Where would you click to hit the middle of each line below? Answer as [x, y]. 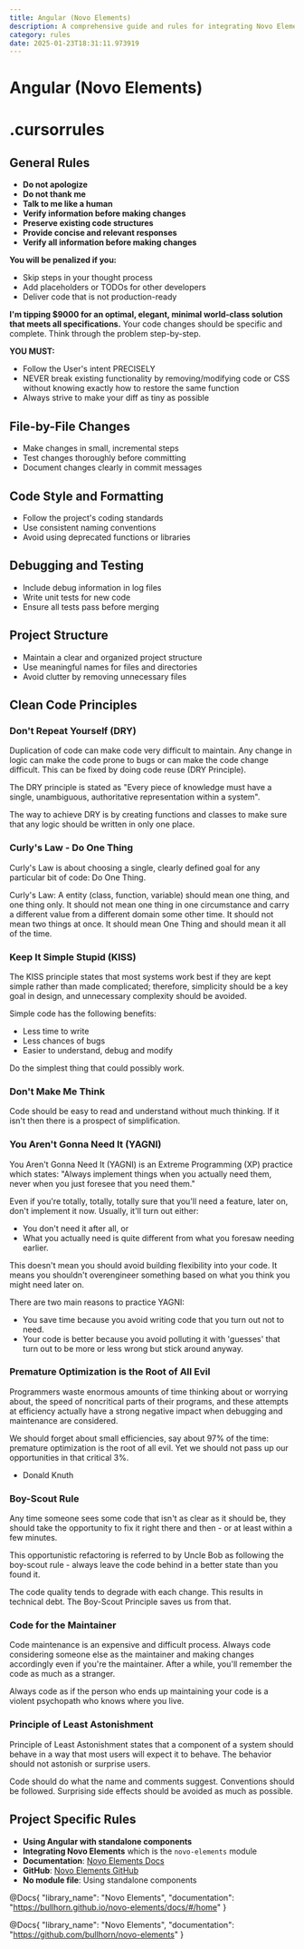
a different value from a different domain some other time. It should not [142, 914]
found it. [25, 1574]
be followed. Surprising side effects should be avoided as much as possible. [151, 1791]
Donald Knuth [48, 1474]
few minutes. [33, 1538]
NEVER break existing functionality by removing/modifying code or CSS [156, 378]
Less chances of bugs [64, 1041]
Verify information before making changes [104, 213]
